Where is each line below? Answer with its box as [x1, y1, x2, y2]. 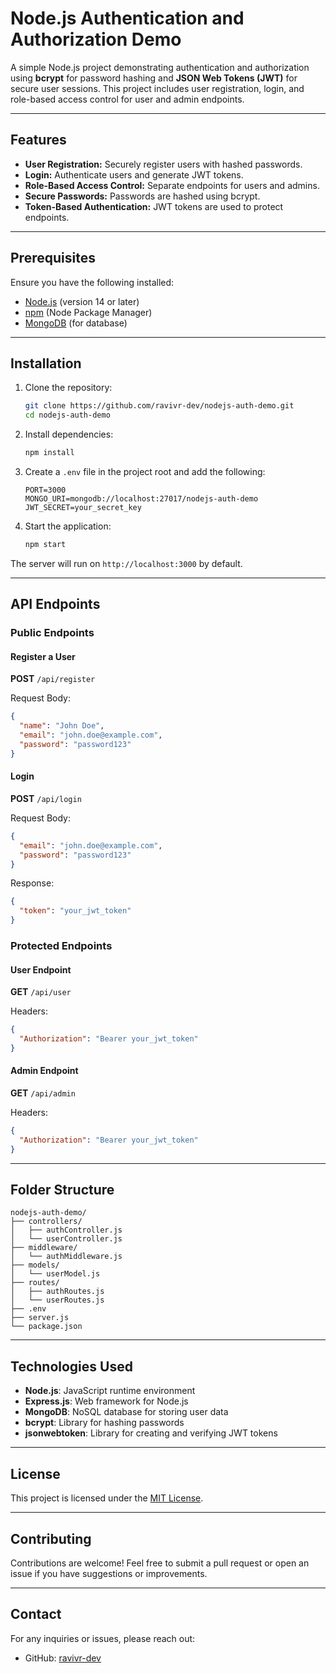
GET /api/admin [10, 1087, 76, 1099]
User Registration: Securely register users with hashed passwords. [24, 158, 303, 170]
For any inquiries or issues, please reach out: [10, 1632, 196, 1644]
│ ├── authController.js [10, 1225, 123, 1236]
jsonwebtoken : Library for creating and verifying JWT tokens [24, 1427, 278, 1439]
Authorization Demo [10, 28, 182, 51]
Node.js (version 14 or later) [24, 295, 140, 307]
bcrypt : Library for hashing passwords [24, 1417, 185, 1429]
